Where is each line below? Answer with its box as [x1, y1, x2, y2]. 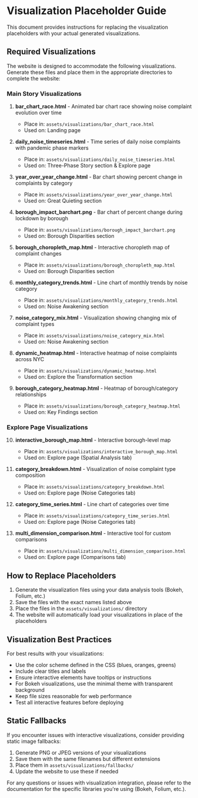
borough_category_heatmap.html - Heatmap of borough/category [15, 385, 179, 392]
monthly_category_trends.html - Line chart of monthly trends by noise [15, 279, 188, 286]
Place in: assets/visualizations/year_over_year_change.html [24, 191, 173, 198]
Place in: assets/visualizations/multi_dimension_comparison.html [24, 547, 186, 554]
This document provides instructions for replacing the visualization [6, 23, 169, 31]
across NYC [15, 356, 45, 363]
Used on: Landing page [24, 127, 81, 134]
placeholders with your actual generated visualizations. [6, 29, 140, 36]
